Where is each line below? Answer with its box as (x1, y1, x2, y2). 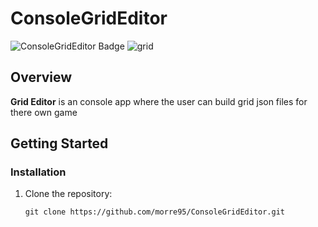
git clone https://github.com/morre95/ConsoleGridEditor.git (24, 207, 286, 217)
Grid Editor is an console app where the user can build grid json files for (10, 95, 308, 107)
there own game (10, 106, 78, 118)
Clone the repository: (24, 188, 113, 200)
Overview (10, 69, 73, 86)
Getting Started (10, 135, 109, 152)
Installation (10, 165, 67, 179)
